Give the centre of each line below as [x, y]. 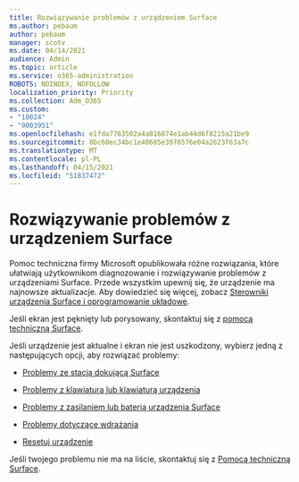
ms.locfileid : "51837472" [57, 175]
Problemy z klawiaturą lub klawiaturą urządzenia [111, 390]
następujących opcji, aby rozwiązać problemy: [95, 355]
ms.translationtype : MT [54, 150]
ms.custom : [29, 109]
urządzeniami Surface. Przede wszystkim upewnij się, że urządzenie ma [142, 283]
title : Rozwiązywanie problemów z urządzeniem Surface [113, 17]
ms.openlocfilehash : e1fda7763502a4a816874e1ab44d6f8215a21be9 [129, 134]
